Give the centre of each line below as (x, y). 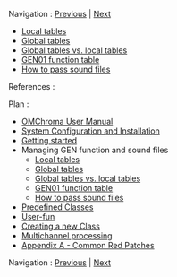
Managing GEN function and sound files (95, 150)
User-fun (38, 216)
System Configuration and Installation (90, 131)
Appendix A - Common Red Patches (88, 245)
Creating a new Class (60, 226)
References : (32, 87)
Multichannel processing (67, 236)
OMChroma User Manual (67, 121)
